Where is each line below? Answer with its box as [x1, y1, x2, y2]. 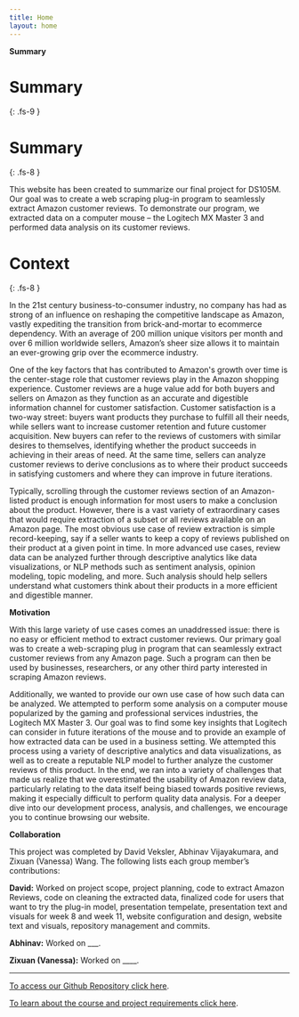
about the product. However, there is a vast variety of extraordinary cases [9, 505, 280, 516]
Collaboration [9, 829, 61, 840]
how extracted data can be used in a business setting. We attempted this [9, 736, 277, 747]
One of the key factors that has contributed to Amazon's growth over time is [9, 364, 288, 375]
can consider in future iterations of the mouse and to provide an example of [9, 727, 287, 737]
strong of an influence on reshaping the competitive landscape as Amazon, [9, 309, 285, 321]
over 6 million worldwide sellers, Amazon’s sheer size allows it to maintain [9, 338, 280, 348]
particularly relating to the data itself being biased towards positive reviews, [9, 784, 287, 794]
